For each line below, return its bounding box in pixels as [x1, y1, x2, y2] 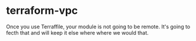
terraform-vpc [6, 4, 78, 17]
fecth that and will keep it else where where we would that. [6, 29, 149, 36]
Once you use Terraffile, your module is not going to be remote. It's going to [6, 23, 191, 30]
